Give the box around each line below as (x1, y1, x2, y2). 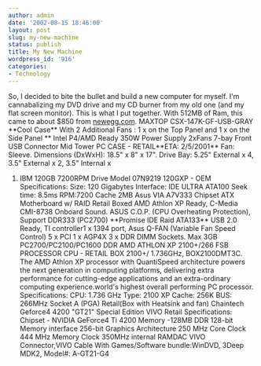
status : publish (8, 41, 61, 49)
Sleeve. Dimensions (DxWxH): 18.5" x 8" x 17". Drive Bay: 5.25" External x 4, (8, 150, 254, 159)
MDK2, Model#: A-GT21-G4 (19, 349, 110, 358)
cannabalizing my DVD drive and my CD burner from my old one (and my (8, 100, 245, 109)
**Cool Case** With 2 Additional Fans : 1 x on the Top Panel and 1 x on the (8, 125, 250, 134)
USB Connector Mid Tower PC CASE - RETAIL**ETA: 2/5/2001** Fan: (8, 141, 235, 151)
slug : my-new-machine (8, 33, 79, 42)
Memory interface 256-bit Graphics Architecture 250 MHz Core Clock (19, 324, 246, 333)
